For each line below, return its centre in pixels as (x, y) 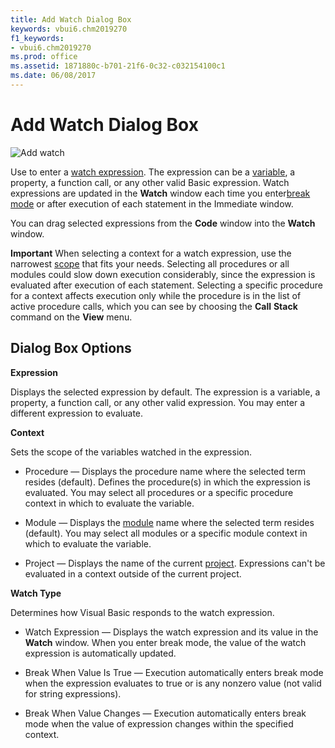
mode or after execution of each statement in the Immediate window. (152, 203)
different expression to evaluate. (77, 413)
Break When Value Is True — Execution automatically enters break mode (174, 672)
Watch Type (36, 593)
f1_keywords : (37, 38)
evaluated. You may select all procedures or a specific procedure (159, 492)
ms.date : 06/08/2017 (53, 76)
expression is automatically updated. (100, 653)
